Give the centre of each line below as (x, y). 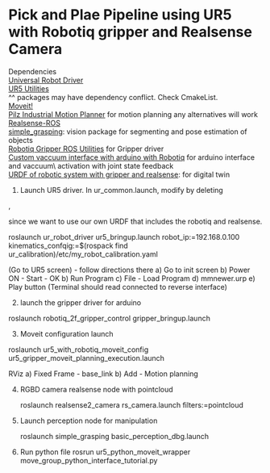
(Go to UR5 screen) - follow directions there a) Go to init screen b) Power (129, 270)
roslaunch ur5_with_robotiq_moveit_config (79, 350)
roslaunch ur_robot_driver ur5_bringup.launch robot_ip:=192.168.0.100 (124, 236)
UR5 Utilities (29, 88)
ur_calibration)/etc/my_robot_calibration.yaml (83, 254)
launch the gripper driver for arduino (81, 302)
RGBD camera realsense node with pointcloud (96, 389)
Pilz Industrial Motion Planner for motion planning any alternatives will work (133, 114)
